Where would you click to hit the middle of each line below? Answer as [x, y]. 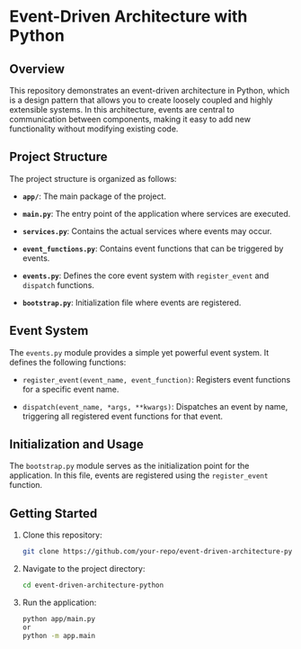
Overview [37, 69]
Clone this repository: [62, 535]
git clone [41, 552]
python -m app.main [59, 635]
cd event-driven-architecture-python [93, 586]
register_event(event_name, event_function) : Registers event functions [156, 379]
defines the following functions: [68, 362]
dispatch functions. [58, 284]
